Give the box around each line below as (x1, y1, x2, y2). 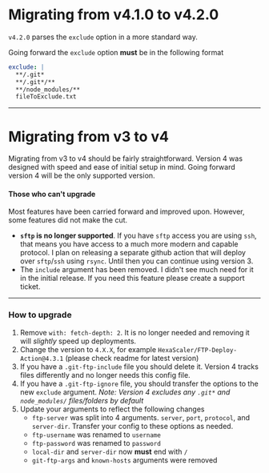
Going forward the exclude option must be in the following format (8, 47, 224, 57)
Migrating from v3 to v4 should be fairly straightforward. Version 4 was (8, 154, 243, 163)
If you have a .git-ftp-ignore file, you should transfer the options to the (19, 379, 259, 388)
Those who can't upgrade (8, 189, 96, 198)
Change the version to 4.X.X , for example (19, 344, 157, 354)
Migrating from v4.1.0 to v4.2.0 (8, 6, 219, 24)
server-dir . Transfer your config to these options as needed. (31, 421, 234, 431)
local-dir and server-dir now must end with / (31, 447, 188, 456)
